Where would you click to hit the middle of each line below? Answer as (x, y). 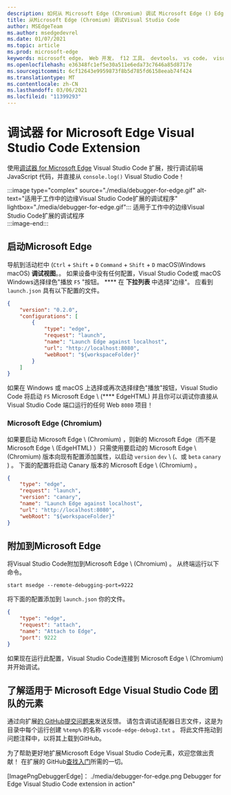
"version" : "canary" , (50, 497)
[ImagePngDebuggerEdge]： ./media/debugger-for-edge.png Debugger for (114, 776)
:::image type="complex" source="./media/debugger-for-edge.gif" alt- (107, 190)
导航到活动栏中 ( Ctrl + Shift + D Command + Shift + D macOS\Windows (107, 264)
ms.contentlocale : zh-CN (43, 84)
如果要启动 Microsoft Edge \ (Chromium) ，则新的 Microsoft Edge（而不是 (112, 439)
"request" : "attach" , (50, 625)
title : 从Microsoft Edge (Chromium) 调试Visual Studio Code (93, 20)
